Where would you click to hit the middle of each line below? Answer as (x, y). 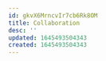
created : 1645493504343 (48, 45)
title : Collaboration (44, 23)
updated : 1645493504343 (48, 38)
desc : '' (23, 30)
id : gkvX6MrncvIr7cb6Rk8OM (53, 15)
